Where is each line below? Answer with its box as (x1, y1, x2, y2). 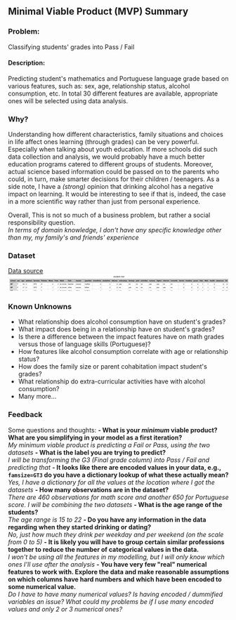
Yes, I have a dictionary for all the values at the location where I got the (8, 477, 215, 487)
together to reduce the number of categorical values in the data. (8, 545, 199, 553)
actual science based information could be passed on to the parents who (8, 168, 220, 176)
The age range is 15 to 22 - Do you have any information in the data (8, 515, 206, 524)
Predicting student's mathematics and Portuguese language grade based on (8, 74, 229, 83)
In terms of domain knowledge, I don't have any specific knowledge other (8, 226, 222, 235)
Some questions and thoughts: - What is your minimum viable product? (8, 426, 218, 434)
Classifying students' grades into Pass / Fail (8, 42, 135, 51)
